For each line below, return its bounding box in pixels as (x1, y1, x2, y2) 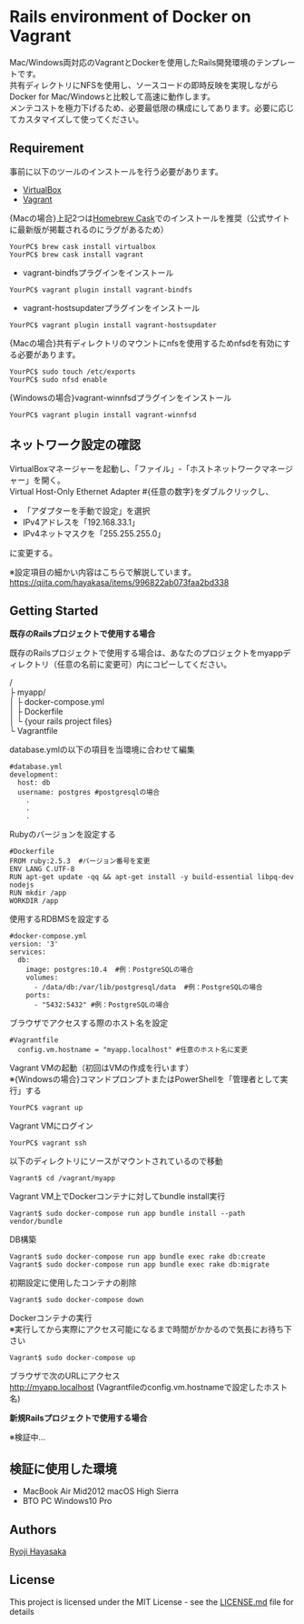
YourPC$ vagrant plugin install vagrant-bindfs (9, 285, 193, 295)
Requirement (9, 141, 84, 156)
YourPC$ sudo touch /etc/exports (9, 366, 136, 376)
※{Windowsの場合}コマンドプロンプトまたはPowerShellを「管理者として (9, 1074, 280, 1085)
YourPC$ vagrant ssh (9, 1138, 88, 1148)
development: (9, 770, 59, 779)
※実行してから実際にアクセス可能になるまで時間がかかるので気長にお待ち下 (9, 1324, 292, 1335)
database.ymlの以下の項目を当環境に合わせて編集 (9, 744, 195, 756)
